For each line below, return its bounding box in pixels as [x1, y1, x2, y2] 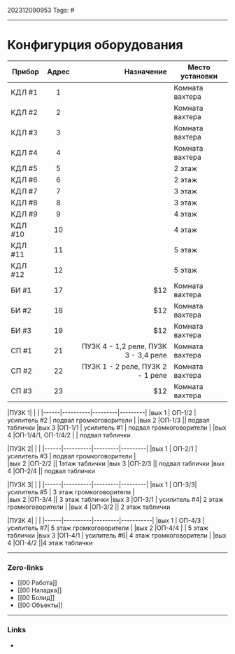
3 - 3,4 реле [124, 350, 167, 360]
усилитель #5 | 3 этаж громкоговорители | [7, 487, 135, 496]
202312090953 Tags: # [7, 6, 75, 14]
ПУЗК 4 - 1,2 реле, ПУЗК [81, 341, 167, 351]
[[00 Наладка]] [17, 586, 62, 594]
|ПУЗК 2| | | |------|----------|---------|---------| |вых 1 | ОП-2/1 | [7, 444, 197, 453]
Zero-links [7, 562, 44, 572]
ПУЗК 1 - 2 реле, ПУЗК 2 [81, 361, 167, 371]
